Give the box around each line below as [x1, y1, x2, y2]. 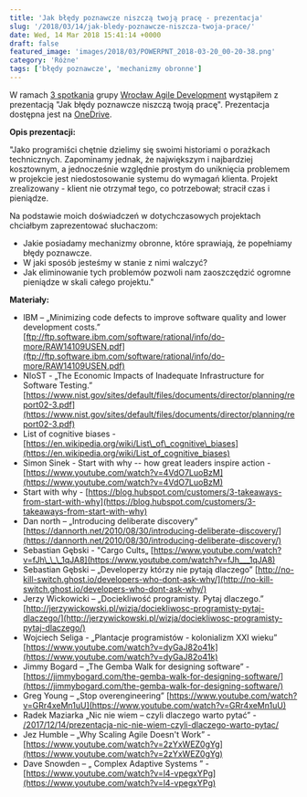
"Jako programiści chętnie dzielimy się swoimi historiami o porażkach [9, 143, 271, 155]
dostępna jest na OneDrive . [9, 109, 112, 120]
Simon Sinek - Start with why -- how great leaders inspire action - [22, 457, 271, 468]
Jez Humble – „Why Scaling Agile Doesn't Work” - [22, 729, 211, 739]
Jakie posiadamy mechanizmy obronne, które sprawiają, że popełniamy [22, 237, 292, 248]
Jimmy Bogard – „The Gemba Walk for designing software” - [22, 661, 250, 672]
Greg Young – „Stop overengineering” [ [22, 690, 170, 701]
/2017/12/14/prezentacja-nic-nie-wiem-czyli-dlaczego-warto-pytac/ [22, 718, 280, 730]
